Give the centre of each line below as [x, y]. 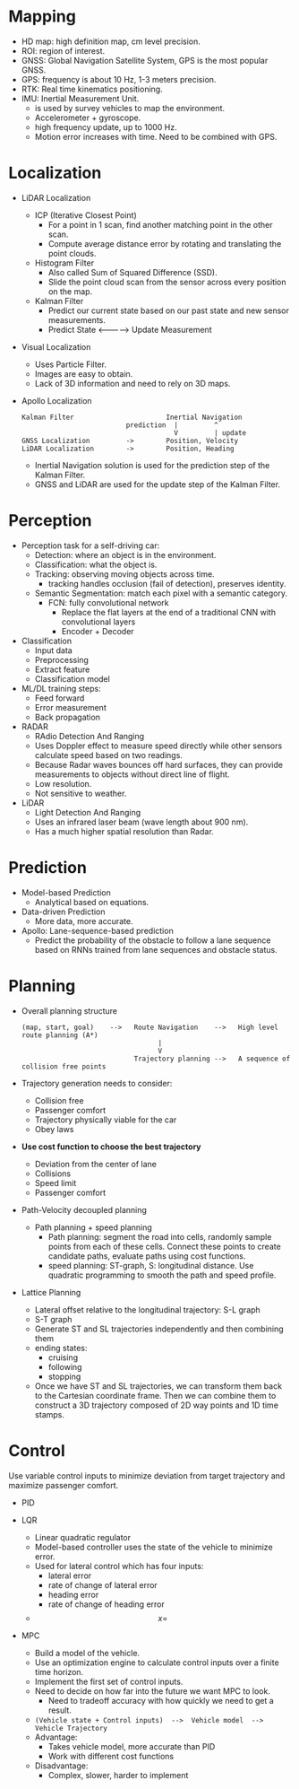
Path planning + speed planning [94, 1227]
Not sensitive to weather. [81, 793]
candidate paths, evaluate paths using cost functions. [147, 1256]
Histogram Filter [64, 263]
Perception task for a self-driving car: [90, 545]
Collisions [53, 1174]
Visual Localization [56, 346]
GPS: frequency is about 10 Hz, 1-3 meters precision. [119, 79]
